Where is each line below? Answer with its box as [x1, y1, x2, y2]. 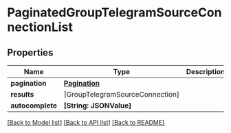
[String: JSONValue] [63, 101, 132, 110]
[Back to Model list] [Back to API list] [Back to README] [7, 119, 165, 126]
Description [186, 67, 225, 76]
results [10, 90, 34, 99]
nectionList [7, 19, 74, 35]
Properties [7, 47, 54, 58]
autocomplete [10, 101, 57, 110]
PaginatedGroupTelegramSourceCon [7, 5, 222, 21]
